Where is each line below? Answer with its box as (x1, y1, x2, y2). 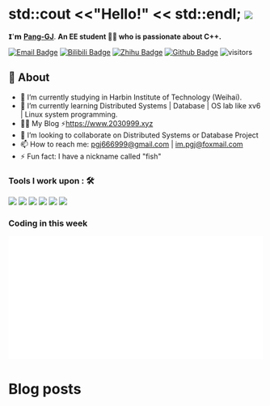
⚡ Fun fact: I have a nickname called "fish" (19, 151, 162, 161)
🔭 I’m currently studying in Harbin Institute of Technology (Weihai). (19, 92, 243, 102)
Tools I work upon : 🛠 (8, 175, 95, 186)
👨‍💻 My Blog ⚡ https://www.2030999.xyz (19, 118, 154, 128)
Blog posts (8, 380, 82, 399)
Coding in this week (8, 218, 88, 229)
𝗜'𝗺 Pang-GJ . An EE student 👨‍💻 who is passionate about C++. (8, 32, 222, 41)
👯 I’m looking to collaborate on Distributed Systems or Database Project (19, 130, 259, 140)
